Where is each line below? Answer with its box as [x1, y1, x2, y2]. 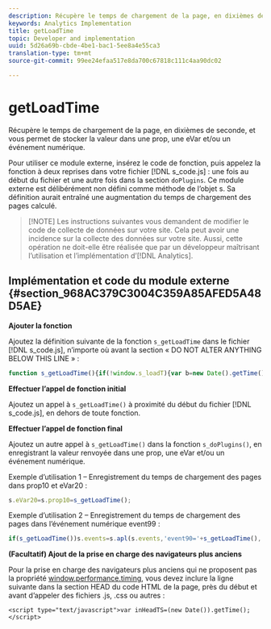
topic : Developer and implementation [8, 34, 135, 43]
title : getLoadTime [8, 27, 74, 35]
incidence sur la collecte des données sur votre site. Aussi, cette [27, 233, 244, 243]
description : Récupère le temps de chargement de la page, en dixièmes [8, 11, 254, 20]
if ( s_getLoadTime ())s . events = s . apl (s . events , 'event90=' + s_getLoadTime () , [8, 535, 262, 543]
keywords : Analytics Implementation [8, 19, 131, 27]
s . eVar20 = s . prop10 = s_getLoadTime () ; [8, 496, 131, 504]
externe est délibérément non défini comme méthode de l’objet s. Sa [8, 183, 236, 194]
